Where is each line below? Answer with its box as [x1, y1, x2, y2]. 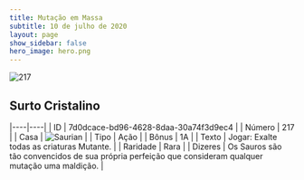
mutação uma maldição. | [9, 160, 104, 171]
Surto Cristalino [9, 98, 101, 113]
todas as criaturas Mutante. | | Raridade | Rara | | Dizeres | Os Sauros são [9, 141, 282, 152]
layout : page [9, 30, 59, 39]
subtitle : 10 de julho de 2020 [9, 22, 128, 31]
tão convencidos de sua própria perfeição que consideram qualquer [9, 150, 264, 161]
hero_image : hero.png [9, 47, 91, 56]
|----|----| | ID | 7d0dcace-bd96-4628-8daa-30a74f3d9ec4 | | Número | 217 [9, 121, 296, 132]
